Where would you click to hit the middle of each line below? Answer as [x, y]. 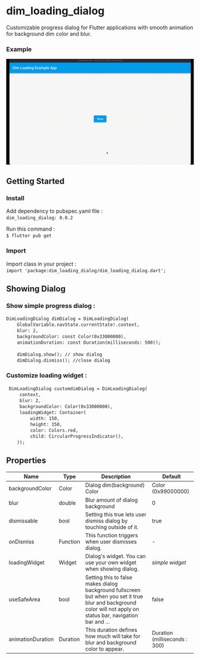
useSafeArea [24, 599]
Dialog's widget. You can [115, 556]
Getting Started [35, 181]
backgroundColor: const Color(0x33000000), [72, 337]
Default [172, 477]
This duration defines [111, 630]
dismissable [23, 521]
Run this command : [31, 229]
